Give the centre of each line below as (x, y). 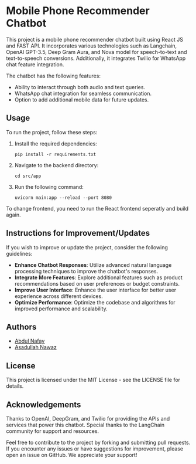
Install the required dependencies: (56, 143)
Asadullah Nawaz (35, 347)
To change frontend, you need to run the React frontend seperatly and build (97, 208)
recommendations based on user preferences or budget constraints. (97, 283)
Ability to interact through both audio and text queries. (80, 87)
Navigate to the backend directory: (56, 165)
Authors (21, 327)
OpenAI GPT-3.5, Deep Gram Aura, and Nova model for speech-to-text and (97, 52)
